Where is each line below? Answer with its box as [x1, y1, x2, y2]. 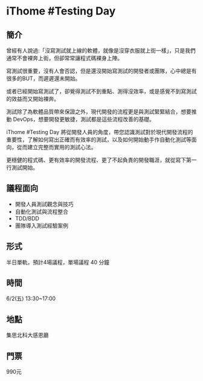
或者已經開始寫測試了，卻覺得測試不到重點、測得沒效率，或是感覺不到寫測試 [6, 88, 197, 95]
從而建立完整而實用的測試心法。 [16, 144, 97, 150]
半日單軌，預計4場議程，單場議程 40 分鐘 [6, 258, 110, 266]
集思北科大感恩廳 [6, 331, 49, 339]
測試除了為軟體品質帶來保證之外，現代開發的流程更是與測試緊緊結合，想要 [6, 108, 192, 115]
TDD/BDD [14, 214, 39, 222]
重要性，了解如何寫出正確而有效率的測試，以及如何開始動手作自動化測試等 [6, 136, 192, 143]
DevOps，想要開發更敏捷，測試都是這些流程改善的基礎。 [13, 116, 155, 123]
